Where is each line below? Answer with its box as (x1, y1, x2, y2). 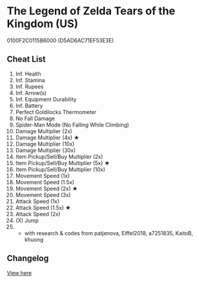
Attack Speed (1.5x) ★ (15, 204, 71, 211)
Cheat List (7, 54, 46, 64)
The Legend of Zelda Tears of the (7, 4, 176, 18)
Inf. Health (15, 70, 41, 77)
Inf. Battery (15, 102, 43, 109)
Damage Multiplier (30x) (15, 146, 76, 154)
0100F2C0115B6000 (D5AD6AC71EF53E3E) (7, 37, 114, 44)
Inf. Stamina (15, 76, 46, 83)
